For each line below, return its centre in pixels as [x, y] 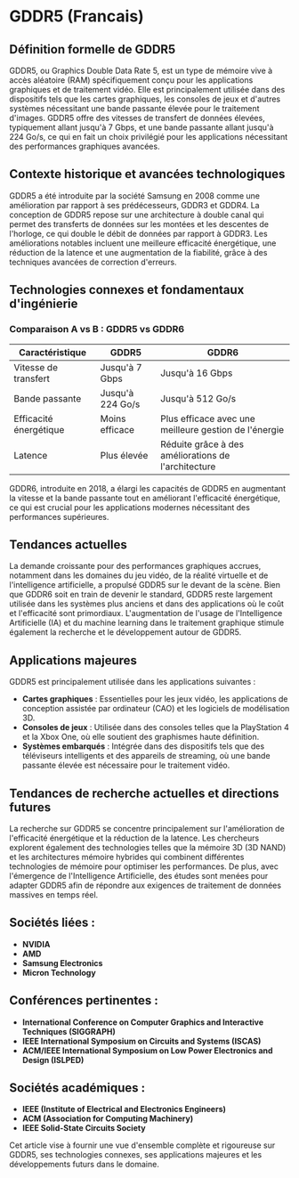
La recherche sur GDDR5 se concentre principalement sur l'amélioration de [147, 828]
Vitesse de [36, 367]
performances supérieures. [59, 516]
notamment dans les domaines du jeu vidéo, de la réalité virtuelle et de [139, 575]
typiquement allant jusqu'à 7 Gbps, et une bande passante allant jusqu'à [141, 127]
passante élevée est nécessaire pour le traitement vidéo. [126, 765]
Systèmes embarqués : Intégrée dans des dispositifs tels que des [143, 746]
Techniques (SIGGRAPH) [69, 1031]
